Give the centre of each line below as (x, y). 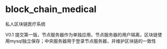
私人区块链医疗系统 (25, 24)
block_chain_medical (51, 9)
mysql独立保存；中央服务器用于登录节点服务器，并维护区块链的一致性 (83, 41)
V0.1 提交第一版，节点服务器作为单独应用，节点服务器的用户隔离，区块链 (81, 34)
